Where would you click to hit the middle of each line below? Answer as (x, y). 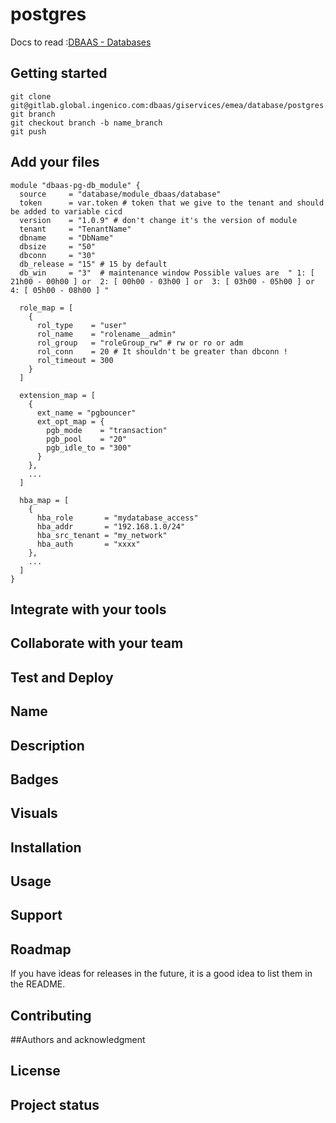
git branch (33, 114)
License (35, 1071)
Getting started (59, 73)
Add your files (55, 162)
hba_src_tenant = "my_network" (102, 535)
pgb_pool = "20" (87, 439)
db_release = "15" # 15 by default (93, 264)
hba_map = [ (44, 500)
